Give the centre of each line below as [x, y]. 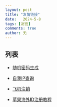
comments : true [21, 28]
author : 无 [16, 33]
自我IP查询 [23, 78]
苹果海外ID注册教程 [32, 99]
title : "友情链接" [23, 14]
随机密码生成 [25, 67]
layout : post [19, 10]
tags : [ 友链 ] [18, 24]
